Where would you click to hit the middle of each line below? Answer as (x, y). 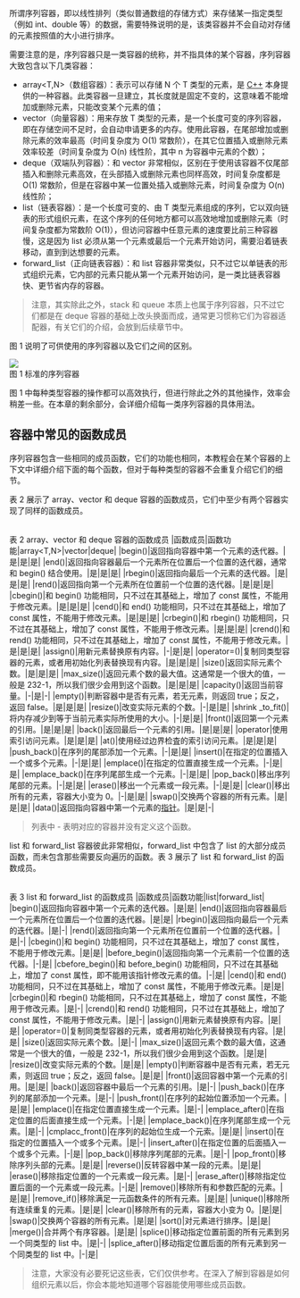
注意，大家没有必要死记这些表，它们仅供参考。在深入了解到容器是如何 (160, 1273)
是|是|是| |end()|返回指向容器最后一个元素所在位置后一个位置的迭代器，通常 (148, 562)
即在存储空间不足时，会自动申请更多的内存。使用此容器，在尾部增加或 (151, 129)
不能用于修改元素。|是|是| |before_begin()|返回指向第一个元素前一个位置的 (146, 952)
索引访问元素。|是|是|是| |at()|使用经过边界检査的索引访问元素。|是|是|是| (143, 741)
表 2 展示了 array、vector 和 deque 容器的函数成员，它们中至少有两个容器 (145, 499)
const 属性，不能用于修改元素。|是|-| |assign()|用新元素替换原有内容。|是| (145, 1019)
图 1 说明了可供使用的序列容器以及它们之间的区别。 (103, 346)
